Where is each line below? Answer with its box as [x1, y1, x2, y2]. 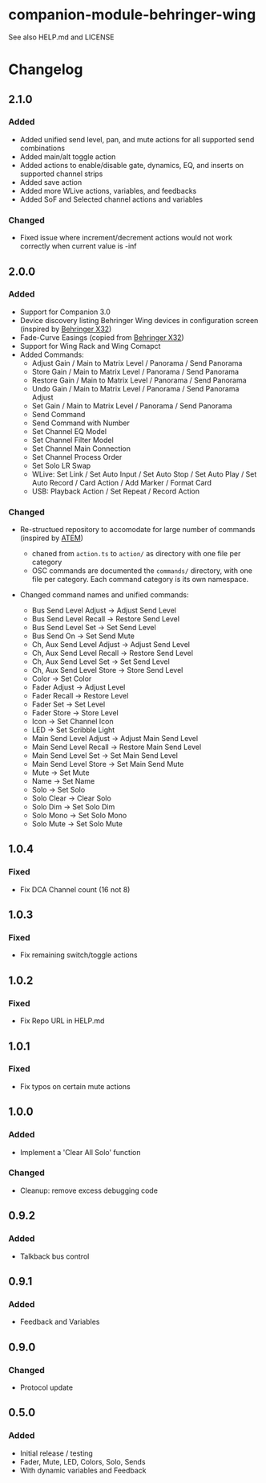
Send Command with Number [31, 418, 131, 428]
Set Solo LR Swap [31, 461, 91, 470]
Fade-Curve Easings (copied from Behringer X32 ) [19, 332, 184, 342]
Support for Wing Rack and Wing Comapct [19, 341, 161, 350]
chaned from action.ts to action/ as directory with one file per [31, 549, 241, 559]
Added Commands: [19, 350, 84, 359]
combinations [19, 143, 66, 153]
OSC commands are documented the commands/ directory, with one [31, 566, 252, 576]
